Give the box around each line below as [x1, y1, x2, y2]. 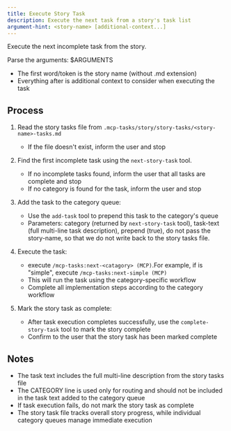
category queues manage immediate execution [17, 416, 153, 424]
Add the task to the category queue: [17, 198, 122, 207]
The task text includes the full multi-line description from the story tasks [17, 372, 225, 379]
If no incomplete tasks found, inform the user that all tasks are [27, 170, 206, 178]
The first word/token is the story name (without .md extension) [17, 69, 197, 78]
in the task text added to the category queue [17, 394, 145, 402]
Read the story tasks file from [17, 123, 102, 131]
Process [7, 104, 44, 116]
